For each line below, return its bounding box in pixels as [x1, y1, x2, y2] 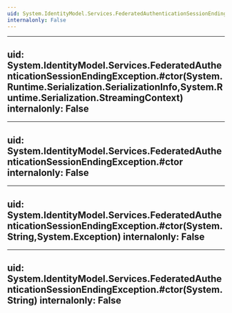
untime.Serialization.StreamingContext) [7, 91, 184, 104]
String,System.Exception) [7, 231, 122, 242]
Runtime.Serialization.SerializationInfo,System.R [7, 81, 223, 93]
